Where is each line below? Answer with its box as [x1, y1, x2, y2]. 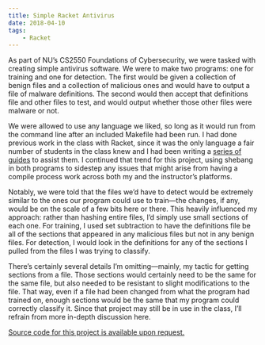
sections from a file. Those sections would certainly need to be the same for [8, 270, 257, 280]
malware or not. [8, 106, 59, 116]
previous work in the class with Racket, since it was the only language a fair [8, 138, 255, 148]
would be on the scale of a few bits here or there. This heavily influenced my [8, 204, 258, 214]
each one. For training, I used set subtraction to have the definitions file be [8, 221, 251, 231]
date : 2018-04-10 [8, 19, 66, 27]
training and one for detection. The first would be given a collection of [8, 72, 237, 82]
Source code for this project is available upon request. [8, 328, 185, 337]
